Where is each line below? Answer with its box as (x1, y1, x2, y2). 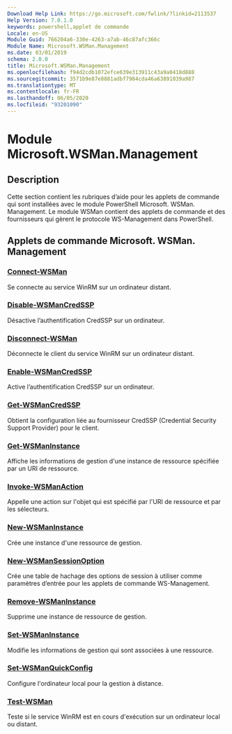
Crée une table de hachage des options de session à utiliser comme (7, 571, 203, 580)
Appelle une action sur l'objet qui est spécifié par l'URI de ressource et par (7, 498, 222, 506)
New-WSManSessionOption (7, 556, 105, 566)
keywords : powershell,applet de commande (7, 23, 130, 30)
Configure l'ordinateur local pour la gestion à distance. (7, 679, 164, 687)
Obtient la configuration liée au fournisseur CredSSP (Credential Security (7, 416, 217, 424)
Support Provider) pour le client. (7, 424, 100, 432)
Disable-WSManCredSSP (7, 300, 95, 310)
